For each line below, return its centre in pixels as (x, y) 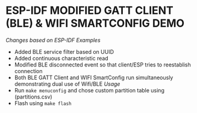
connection (28, 71)
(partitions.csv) (33, 97)
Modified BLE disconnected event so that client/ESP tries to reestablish (102, 65)
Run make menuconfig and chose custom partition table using (89, 90)
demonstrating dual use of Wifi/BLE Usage (67, 84)
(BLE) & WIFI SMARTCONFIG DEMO (95, 23)
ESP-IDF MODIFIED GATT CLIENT (90, 11)
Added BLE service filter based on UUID (64, 51)
